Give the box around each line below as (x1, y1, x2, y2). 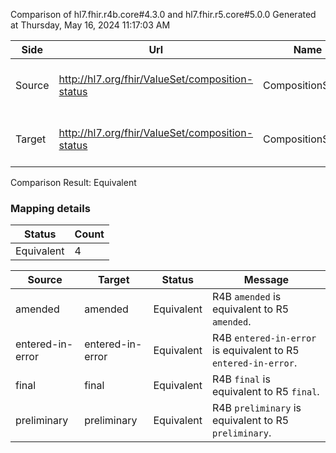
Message (243, 273, 290, 287)
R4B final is (211, 372, 271, 386)
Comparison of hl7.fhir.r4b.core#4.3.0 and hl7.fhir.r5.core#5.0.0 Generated (10, 9, 317, 20)
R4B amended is (211, 290, 282, 304)
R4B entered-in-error (211, 331, 317, 345)
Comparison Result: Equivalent (10, 177, 137, 188)
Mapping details (10, 201, 91, 215)
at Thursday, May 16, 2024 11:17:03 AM (10, 19, 171, 31)
